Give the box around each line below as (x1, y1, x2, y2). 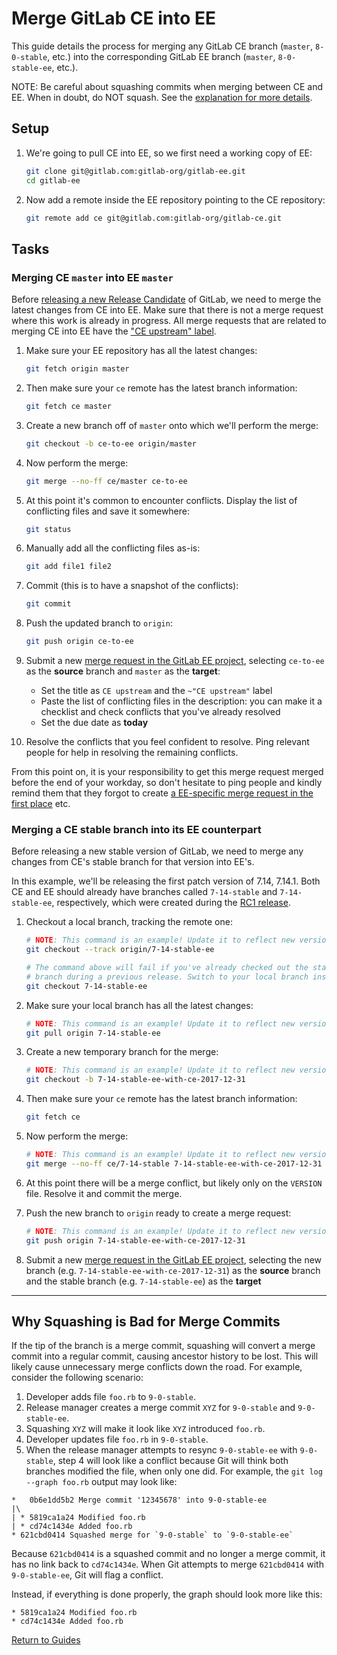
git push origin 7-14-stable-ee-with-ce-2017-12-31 (25, 1235, 246, 1246)
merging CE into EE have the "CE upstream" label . (11, 325, 217, 337)
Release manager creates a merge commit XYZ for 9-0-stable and (25, 1402, 296, 1414)
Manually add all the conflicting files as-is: (25, 542, 201, 554)
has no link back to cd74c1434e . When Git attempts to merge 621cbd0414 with (11, 1558, 324, 1571)
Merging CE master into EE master (11, 270, 174, 284)
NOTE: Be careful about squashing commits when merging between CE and (11, 80, 324, 92)
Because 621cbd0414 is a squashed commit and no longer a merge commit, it (11, 1548, 326, 1560)
